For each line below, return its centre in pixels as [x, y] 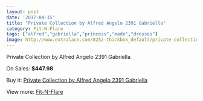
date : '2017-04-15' [31, 17]
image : [14, 40]
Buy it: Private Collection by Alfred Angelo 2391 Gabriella [77, 80]
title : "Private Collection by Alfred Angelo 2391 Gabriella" [86, 23]
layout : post [23, 12]
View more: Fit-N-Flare [35, 92]
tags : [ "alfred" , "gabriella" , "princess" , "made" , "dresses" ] [82, 34]
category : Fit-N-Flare [35, 29]
